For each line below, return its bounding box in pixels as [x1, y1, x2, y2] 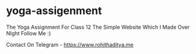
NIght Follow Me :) [6, 29, 51, 36]
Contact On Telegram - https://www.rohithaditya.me [6, 41, 134, 48]
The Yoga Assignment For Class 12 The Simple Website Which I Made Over [6, 23, 190, 31]
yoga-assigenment [6, 4, 102, 18]
